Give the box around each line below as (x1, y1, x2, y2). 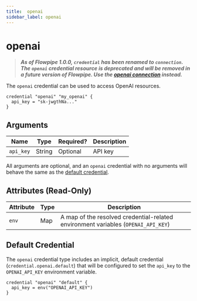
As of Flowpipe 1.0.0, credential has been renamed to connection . (20, 59, 184, 66)
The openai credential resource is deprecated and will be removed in (20, 65, 191, 72)
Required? (58, 137, 88, 146)
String (36, 147, 53, 155)
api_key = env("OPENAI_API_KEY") (11, 285, 93, 290)
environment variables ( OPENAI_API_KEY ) (60, 221, 170, 229)
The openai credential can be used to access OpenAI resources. (6, 83, 161, 90)
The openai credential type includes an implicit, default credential (6, 256, 164, 263)
